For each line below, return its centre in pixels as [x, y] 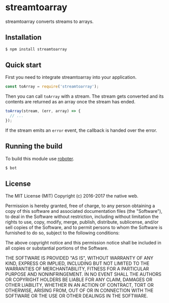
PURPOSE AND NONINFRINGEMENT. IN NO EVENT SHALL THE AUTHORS [83, 274]
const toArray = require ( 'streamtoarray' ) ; [52, 87]
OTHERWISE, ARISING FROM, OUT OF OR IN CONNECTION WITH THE [79, 291]
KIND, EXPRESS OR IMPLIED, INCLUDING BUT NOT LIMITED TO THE [77, 263]
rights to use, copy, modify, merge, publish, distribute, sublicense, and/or [82, 222]
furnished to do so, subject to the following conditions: [62, 233]
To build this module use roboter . [40, 158]
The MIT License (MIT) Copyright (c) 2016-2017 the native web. [72, 196]
